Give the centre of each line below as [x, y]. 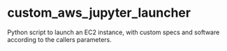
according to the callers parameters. [59, 39]
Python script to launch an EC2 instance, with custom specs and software [113, 32]
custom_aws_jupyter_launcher [99, 13]
